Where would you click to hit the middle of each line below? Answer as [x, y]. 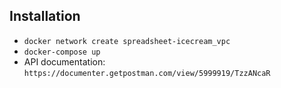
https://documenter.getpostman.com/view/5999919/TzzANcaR [147, 73]
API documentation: [64, 61]
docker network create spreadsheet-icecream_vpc [127, 41]
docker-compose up [62, 52]
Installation [45, 16]
